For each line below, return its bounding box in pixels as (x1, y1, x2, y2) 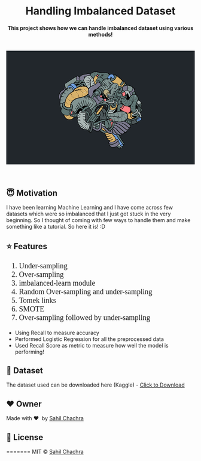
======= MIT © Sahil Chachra (6, 448, 84, 455)
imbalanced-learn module (19, 278, 96, 288)
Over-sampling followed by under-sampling (19, 313, 151, 322)
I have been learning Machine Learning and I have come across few (6, 204, 173, 211)
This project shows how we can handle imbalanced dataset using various (7, 24, 194, 31)
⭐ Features (6, 241, 48, 252)
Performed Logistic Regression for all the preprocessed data (14, 335, 165, 343)
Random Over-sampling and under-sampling (19, 287, 153, 296)
